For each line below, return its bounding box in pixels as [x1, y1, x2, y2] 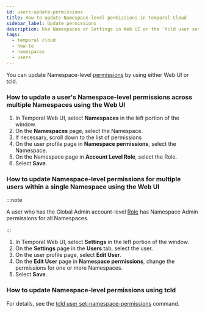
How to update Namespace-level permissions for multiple [6, 174, 181, 183]
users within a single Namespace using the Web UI [6, 182, 160, 191]
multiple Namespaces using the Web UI [6, 100, 126, 109]
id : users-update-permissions [6, 9, 84, 15]
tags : [6, 32, 20, 38]
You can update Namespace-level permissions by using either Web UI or [6, 71, 189, 78]
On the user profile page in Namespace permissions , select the [15, 140, 177, 147]
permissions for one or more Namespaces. [15, 264, 123, 272]
